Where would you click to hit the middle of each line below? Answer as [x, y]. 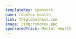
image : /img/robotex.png [31, 24]
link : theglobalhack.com [31, 19]
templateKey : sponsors [29, 10]
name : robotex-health [28, 15]
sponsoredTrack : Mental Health [38, 29]
